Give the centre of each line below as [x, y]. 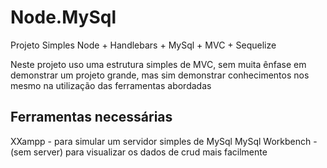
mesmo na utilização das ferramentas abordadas [111, 85]
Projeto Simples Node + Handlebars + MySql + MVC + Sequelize [143, 45]
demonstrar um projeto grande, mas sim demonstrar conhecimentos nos [160, 75]
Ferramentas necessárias [91, 117]
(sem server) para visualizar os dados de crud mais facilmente [139, 152]
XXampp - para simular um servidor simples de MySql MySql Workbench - [164, 141]
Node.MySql [63, 17]
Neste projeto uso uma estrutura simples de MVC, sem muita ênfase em [158, 64]
